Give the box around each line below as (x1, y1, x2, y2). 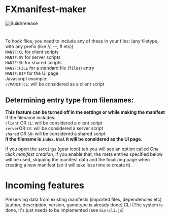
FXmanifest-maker (5, 4, 87, 15)
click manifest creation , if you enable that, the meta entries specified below (5, 151, 163, 157)
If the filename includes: (5, 114, 56, 120)
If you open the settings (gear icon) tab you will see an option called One (5, 146, 159, 152)
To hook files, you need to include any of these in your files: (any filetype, (5, 38, 159, 44)
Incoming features (5, 180, 85, 191)
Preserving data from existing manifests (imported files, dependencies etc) (5, 196, 162, 202)
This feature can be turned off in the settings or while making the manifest (5, 109, 165, 115)
